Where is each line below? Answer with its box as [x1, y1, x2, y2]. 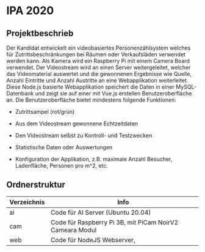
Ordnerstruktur [6, 180, 66, 190]
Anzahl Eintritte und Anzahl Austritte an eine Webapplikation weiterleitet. [6, 77, 189, 84]
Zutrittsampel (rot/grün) [15, 108, 75, 115]
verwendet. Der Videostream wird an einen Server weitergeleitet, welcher [6, 64, 191, 71]
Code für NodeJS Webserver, [51, 235, 135, 244]
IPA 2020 [6, 4, 54, 18]
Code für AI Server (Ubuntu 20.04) [51, 208, 151, 217]
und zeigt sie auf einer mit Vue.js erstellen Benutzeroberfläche [35, 90, 192, 97]
